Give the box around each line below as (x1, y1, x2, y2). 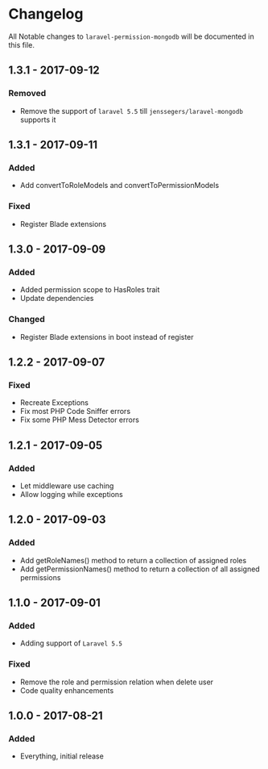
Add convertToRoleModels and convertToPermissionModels (19, 181, 220, 190)
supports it (19, 115, 56, 124)
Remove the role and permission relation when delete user (19, 677, 214, 687)
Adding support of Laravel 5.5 (19, 638, 123, 648)
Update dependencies (19, 294, 94, 303)
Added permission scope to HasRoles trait (19, 285, 160, 295)
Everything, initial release (19, 751, 105, 761)
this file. (8, 40, 35, 49)
